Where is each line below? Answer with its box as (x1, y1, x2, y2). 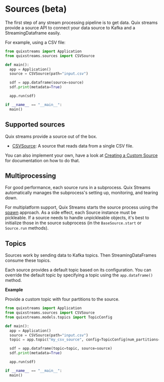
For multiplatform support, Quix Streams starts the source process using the (5, 204, 158, 211)
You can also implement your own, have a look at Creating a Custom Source (5, 152, 158, 158)
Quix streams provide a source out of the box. (5, 133, 98, 139)
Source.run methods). (5, 225, 49, 231)
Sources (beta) (5, 3, 67, 15)
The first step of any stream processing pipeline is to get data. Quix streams (5, 20, 158, 25)
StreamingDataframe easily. (5, 30, 61, 36)
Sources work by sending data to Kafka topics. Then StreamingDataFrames (5, 253, 157, 258)
